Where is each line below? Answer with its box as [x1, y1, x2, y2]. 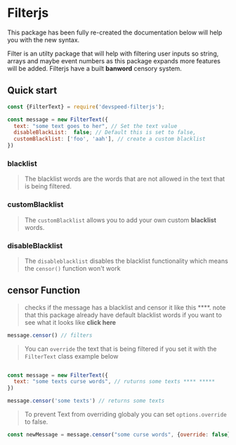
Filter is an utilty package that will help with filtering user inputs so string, [7, 49, 219, 58]
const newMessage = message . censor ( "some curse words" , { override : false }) [7, 431, 234, 439]
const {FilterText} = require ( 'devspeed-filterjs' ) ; [7, 103, 165, 110]
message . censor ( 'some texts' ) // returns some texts [7, 397, 165, 405]
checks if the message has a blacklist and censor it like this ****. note [24, 303, 226, 311]
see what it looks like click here [24, 318, 117, 326]
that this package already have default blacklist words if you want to [24, 311, 223, 319]
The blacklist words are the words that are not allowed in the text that [24, 174, 225, 183]
